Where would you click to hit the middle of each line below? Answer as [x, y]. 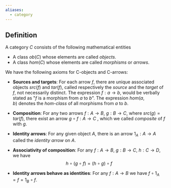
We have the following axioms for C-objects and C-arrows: [67, 72]
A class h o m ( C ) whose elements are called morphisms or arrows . [81, 62]
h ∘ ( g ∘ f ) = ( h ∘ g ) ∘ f [89, 163]
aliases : [14, 10]
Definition [21, 35]
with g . [20, 124]
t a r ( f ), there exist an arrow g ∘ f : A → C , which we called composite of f [89, 119]
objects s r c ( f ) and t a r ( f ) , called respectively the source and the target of [88, 87]
